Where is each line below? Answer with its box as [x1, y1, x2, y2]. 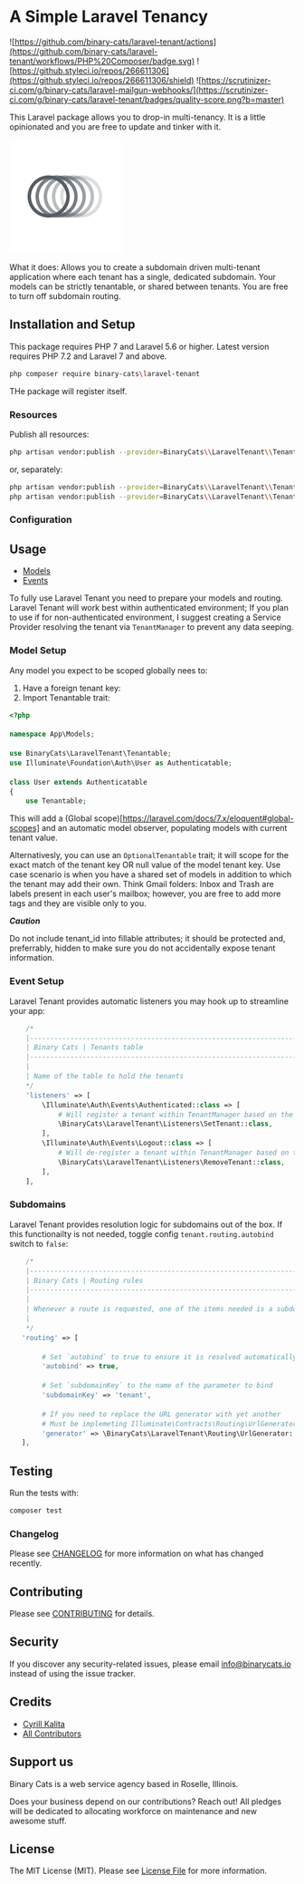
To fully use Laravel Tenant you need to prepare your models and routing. [9, 593, 283, 604]
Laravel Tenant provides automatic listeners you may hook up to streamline [9, 995, 290, 1007]
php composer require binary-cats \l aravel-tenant [9, 369, 201, 378]
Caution [9, 915, 41, 926]
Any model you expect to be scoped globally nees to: [9, 664, 208, 676]
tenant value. [9, 832, 59, 844]
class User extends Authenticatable [9, 778, 147, 787]
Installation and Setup [9, 317, 136, 333]
